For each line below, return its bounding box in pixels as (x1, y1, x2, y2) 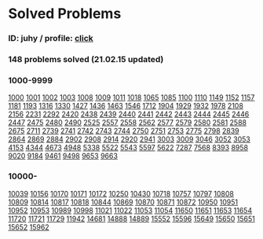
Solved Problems (8, 5, 122, 23)
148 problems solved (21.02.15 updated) (8, 54, 164, 65)
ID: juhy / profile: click (8, 33, 94, 44)
